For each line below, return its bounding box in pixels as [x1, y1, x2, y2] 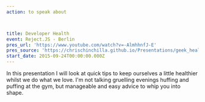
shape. [6, 89, 24, 96]
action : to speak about [6, 8, 67, 15]
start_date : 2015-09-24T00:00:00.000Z [6, 53, 105, 59]
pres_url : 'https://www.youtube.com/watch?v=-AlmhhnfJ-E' [6, 42, 157, 48]
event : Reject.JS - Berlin [6, 36, 75, 42]
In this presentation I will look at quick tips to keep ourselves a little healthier [6, 70, 198, 76]
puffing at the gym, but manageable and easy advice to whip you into [6, 83, 181, 90]
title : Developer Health [6, 30, 70, 36]
